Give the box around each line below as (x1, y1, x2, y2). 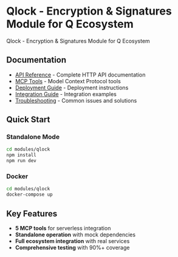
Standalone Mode (6, 132, 60, 141)
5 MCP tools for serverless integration (15, 224, 111, 231)
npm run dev (6, 158, 36, 164)
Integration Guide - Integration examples (15, 90, 117, 98)
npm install (6, 152, 36, 159)
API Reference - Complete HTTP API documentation (15, 71, 146, 78)
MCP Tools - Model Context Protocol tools (15, 77, 122, 84)
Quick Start (6, 114, 50, 125)
